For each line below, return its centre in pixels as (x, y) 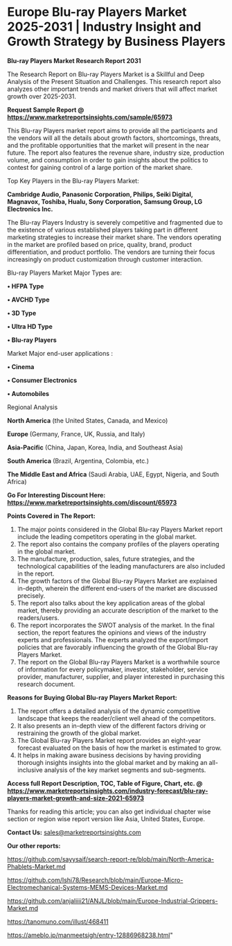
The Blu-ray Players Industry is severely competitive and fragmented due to (115, 222)
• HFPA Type (26, 286)
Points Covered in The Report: (51, 516)
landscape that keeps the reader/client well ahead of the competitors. (116, 718)
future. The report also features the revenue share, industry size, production (116, 153)
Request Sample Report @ (46, 110)
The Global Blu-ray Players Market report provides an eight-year (109, 740)
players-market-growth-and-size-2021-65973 (75, 798)
